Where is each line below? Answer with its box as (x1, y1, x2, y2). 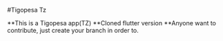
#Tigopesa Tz (7, 6, 47, 14)
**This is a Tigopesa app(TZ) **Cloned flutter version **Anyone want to (7, 19, 216, 27)
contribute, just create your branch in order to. (7, 27, 139, 34)
